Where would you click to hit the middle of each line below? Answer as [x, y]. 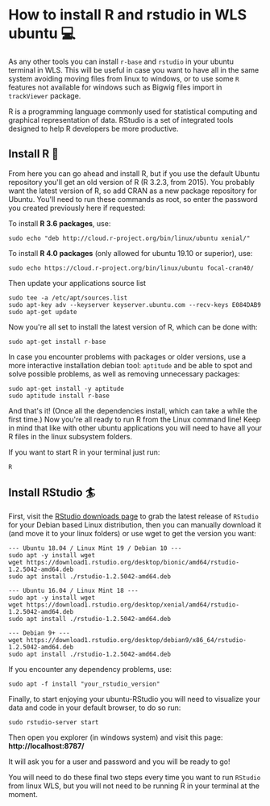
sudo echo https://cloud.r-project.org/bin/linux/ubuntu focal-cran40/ [131, 268]
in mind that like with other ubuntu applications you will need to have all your [135, 428]
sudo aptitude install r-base [59, 396]
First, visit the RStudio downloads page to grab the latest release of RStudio [134, 516]
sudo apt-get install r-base [57, 342]
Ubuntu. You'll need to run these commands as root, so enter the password [133, 199]
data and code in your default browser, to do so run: [95, 707]
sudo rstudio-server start [54, 722]
